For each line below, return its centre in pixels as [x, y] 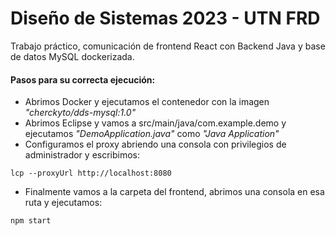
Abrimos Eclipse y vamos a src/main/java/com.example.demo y [155, 123]
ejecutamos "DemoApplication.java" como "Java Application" [152, 134]
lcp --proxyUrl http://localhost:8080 [91, 173]
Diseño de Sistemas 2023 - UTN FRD [165, 18]
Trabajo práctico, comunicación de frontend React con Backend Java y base [168, 46]
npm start [31, 221]
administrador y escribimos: [82, 155]
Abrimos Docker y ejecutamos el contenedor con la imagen [147, 102]
